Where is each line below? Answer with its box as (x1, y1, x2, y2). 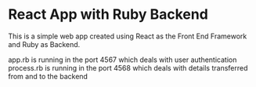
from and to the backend (8, 71, 88, 81)
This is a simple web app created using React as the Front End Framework (8, 31, 247, 41)
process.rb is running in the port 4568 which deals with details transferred (8, 63, 248, 72)
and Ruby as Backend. (8, 39, 81, 49)
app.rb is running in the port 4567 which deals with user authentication (8, 55, 237, 64)
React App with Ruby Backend (8, 5, 209, 24)
